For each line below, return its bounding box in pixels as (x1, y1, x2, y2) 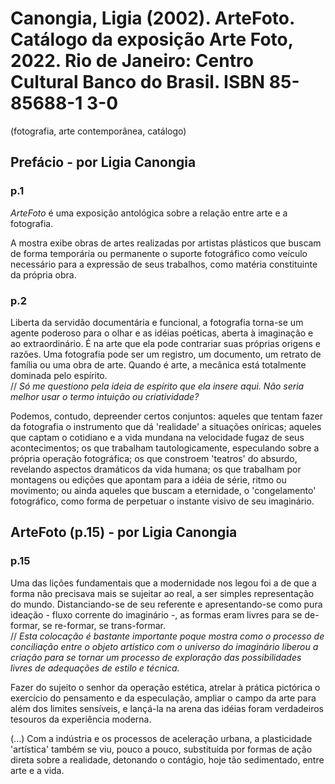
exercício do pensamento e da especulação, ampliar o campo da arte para (10, 692, 317, 704)
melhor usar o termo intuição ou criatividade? (10, 390, 200, 402)
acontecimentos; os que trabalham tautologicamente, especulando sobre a (10, 442, 320, 454)
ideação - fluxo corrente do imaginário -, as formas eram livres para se (10, 608, 303, 621)
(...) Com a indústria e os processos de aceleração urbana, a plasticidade (10, 732, 313, 744)
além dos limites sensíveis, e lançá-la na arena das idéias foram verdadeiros (10, 702, 324, 714)
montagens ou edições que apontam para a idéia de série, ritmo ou (10, 473, 287, 486)
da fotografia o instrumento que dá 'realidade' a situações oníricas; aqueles (10, 420, 322, 432)
